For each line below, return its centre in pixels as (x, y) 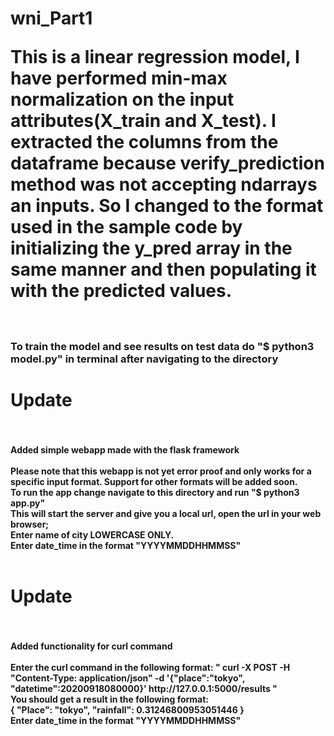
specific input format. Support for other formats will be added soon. (154, 481)
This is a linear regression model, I (155, 57)
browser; (30, 524)
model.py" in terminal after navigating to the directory (144, 359)
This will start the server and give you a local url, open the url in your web (166, 513)
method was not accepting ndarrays (164, 184)
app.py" (28, 503)
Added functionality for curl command (91, 646)
